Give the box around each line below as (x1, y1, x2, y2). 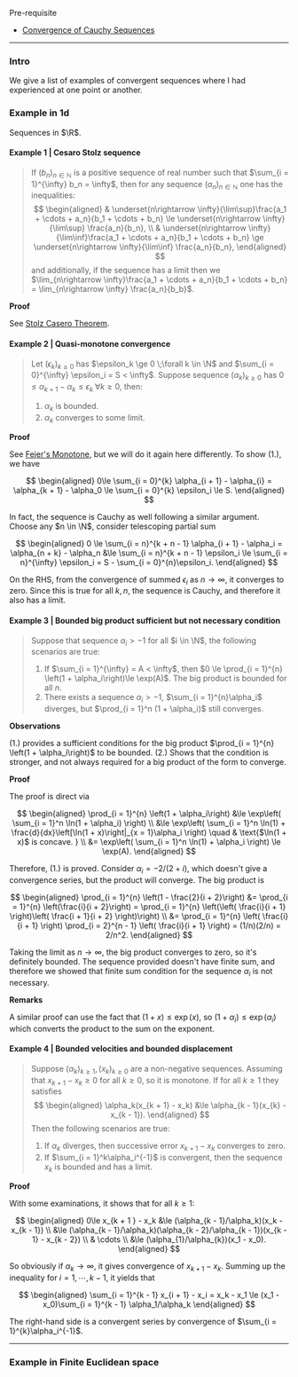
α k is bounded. (43, 400, 99, 413)
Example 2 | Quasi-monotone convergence (9, 338, 171, 349)
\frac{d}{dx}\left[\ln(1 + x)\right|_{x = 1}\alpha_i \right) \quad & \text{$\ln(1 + (11, 827, 287, 838)
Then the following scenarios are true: (30, 1123, 170, 1134)
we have (9, 458, 40, 468)
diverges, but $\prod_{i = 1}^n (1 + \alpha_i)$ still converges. (43, 704, 264, 714)
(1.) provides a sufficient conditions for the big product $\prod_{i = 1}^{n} (9, 738, 275, 749)
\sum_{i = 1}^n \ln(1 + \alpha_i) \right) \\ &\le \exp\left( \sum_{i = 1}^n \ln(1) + (12, 818, 286, 829)
